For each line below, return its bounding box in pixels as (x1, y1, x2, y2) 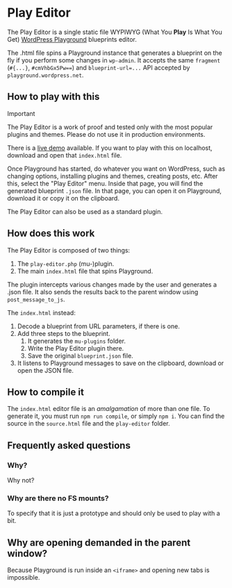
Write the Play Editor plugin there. (27, 344, 124, 352)
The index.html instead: (7, 308, 76, 317)
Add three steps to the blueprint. (17, 329, 110, 337)
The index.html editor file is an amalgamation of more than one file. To (7, 405, 210, 413)
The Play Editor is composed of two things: (7, 246, 131, 254)
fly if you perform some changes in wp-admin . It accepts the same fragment (7, 56, 221, 64)
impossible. (7, 573, 40, 582)
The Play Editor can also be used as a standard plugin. (7, 207, 163, 216)
